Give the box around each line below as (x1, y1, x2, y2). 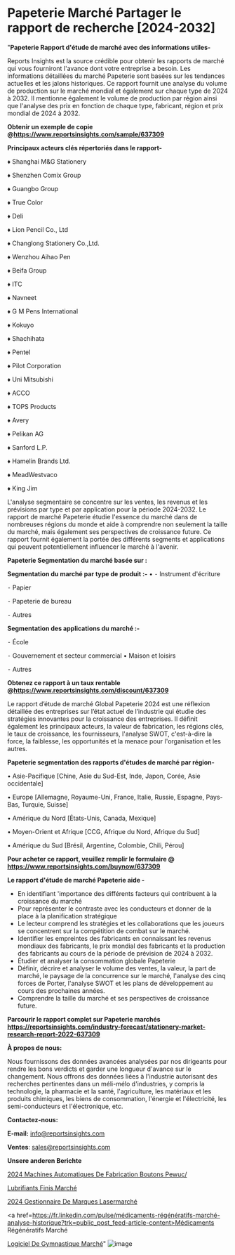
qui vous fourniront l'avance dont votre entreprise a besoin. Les (7, 64, 191, 72)
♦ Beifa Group (7, 266, 47, 275)
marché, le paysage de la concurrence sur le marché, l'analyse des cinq (17, 971, 226, 980)
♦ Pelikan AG (7, 429, 44, 438)
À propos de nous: (7, 1043, 62, 1052)
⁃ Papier (7, 583, 32, 592)
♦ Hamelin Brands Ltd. (7, 457, 71, 465)
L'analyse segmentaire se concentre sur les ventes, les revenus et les (7, 498, 208, 506)
